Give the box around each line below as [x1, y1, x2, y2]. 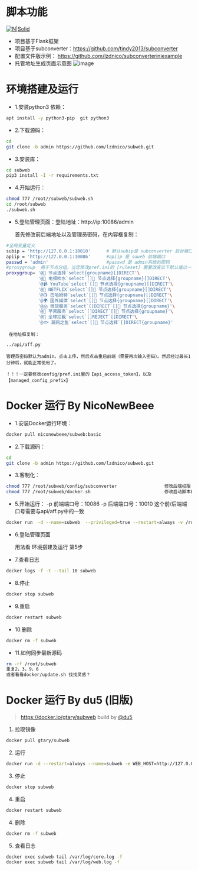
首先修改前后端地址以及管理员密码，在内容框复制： [14, 231, 139, 238]
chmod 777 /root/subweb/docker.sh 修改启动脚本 [6, 489, 191, 495]
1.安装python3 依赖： [14, 103, 67, 110]
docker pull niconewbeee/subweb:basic [6, 431, 101, 438]
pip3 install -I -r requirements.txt [6, 173, 99, 179]
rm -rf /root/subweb [6, 660, 57, 667]
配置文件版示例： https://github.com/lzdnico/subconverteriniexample [14, 52, 183, 59]
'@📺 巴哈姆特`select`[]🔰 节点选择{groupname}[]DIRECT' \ [37, 292, 173, 298]
